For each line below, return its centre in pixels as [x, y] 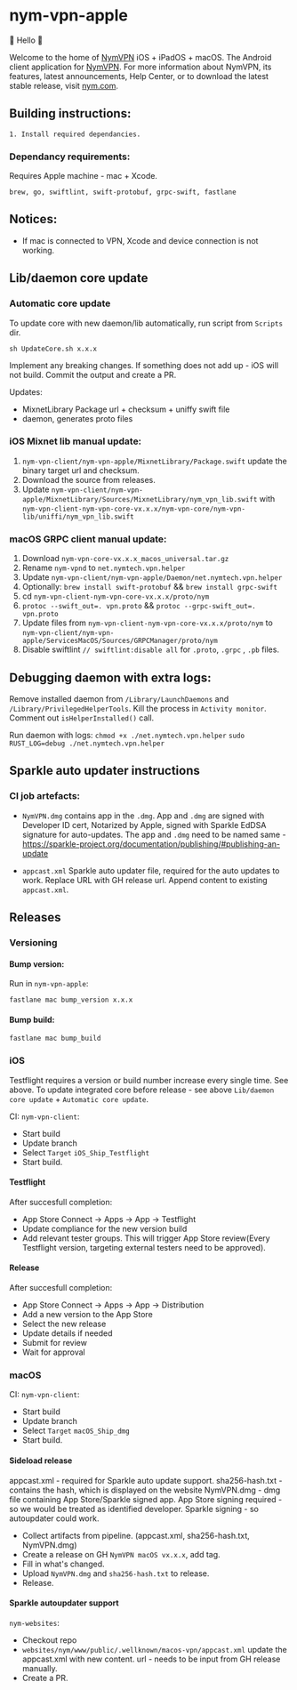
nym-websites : [34, 1622]
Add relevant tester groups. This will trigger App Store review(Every [146, 1238]
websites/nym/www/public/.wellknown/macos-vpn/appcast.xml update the [154, 1649]
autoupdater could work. [54, 1518]
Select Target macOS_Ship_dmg [76, 1431]
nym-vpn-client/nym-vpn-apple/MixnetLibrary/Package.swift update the [154, 461]
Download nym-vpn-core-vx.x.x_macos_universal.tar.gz [125, 559]
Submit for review [54, 1343]
